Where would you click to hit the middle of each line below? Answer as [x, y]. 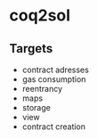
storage [36, 107]
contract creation [54, 127]
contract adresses [55, 69]
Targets [31, 49]
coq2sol [40, 16]
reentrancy [42, 89]
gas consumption [54, 79]
